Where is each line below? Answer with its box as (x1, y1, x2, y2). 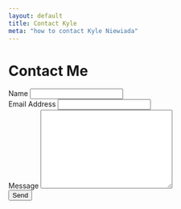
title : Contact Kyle (8, 19, 78, 27)
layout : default (8, 11, 63, 20)
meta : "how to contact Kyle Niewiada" (8, 27, 138, 35)
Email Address (8, 99, 56, 109)
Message (8, 181, 39, 190)
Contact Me (8, 61, 88, 80)
